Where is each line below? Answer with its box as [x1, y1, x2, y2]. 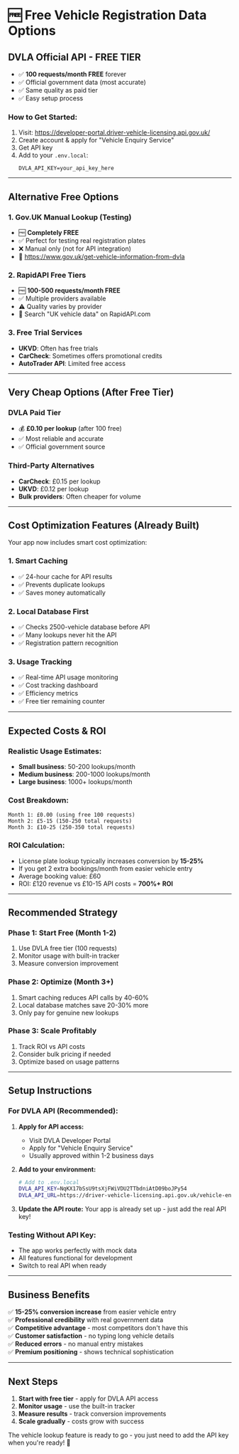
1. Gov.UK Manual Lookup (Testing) [8, 212, 132, 222]
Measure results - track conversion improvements [18, 1410, 167, 1418]
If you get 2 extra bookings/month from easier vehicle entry [18, 864, 193, 872]
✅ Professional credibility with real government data [8, 1316, 164, 1324]
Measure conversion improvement [18, 959, 119, 968]
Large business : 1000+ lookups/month [18, 777, 133, 786]
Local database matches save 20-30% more [18, 1000, 149, 1009]
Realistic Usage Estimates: [8, 746, 102, 756]
